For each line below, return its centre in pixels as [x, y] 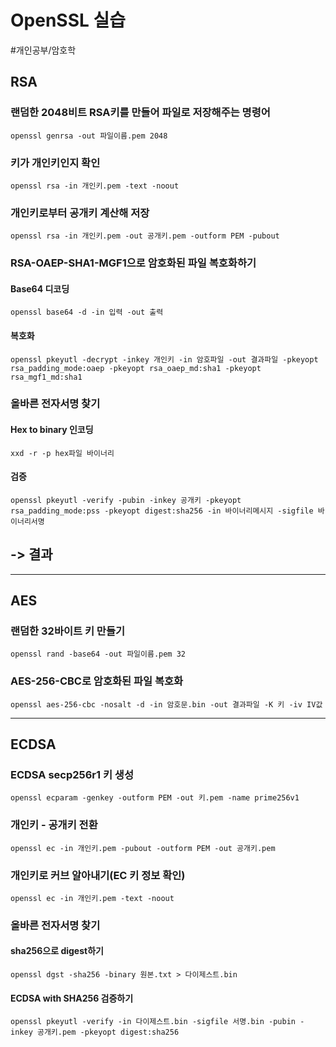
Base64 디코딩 [40, 288]
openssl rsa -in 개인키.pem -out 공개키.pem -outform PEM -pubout [145, 236]
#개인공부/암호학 [43, 50]
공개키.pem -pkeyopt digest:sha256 [108, 1032]
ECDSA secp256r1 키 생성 [72, 774]
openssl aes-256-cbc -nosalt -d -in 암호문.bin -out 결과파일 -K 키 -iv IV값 [166, 704]
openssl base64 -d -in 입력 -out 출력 [87, 312]
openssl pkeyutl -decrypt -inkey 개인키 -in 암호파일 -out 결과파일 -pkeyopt [164, 359]
